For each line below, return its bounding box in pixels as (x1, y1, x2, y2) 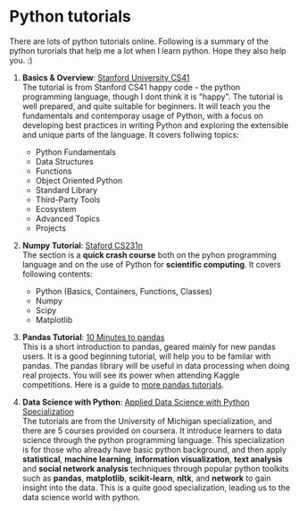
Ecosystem (35, 203, 77, 214)
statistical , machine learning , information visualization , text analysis (21, 454, 283, 464)
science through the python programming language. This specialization (21, 434, 286, 445)
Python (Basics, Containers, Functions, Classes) (35, 285, 212, 296)
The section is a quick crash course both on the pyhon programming (21, 249, 277, 260)
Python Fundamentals (35, 146, 116, 158)
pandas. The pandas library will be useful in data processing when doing (21, 360, 290, 370)
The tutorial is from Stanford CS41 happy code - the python (21, 81, 241, 92)
